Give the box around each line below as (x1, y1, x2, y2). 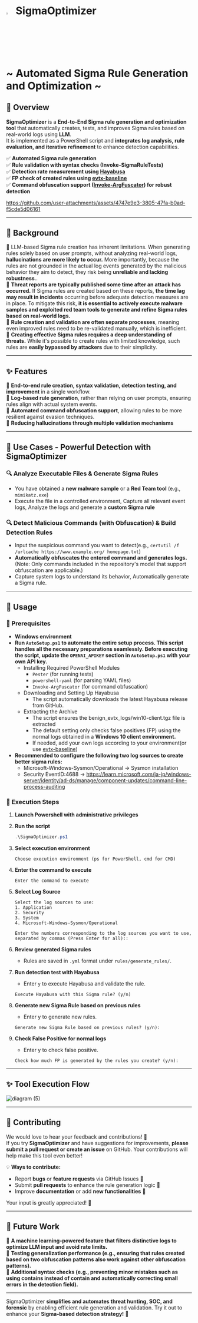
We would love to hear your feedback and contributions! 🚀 (6, 1133, 147, 1140)
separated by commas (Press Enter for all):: (14, 935, 128, 942)
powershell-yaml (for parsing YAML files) (32, 676, 131, 684)
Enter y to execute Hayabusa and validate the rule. (23, 980, 146, 987)
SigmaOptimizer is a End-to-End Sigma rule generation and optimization (6, 118, 187, 125)
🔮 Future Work (6, 1222, 60, 1232)
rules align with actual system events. (6, 401, 97, 408)
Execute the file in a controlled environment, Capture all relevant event (14, 497, 186, 504)
